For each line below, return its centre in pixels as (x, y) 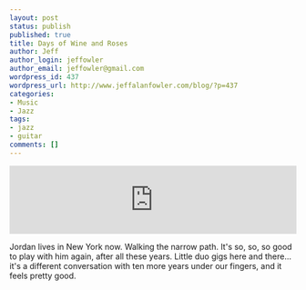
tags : (20, 119)
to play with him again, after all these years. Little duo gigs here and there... (151, 256)
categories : (32, 94)
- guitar (26, 136)
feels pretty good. (43, 275)
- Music (24, 102)
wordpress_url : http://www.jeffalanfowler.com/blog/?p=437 (124, 85)
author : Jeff (34, 52)
